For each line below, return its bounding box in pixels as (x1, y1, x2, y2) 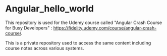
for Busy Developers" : (5, 24, 52, 30)
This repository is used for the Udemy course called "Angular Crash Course (5, 19, 162, 25)
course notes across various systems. (5, 45, 84, 51)
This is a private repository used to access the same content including (5, 39, 151, 45)
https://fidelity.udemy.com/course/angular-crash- (53, 24, 157, 30)
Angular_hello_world (5, 3, 94, 14)
